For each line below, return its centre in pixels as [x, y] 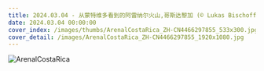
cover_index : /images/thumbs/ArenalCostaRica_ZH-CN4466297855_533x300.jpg [133, 30]
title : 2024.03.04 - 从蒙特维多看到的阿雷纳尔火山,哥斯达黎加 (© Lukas [117, 15]
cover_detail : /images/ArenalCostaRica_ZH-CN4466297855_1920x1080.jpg [126, 37]
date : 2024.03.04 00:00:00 [52, 23]
